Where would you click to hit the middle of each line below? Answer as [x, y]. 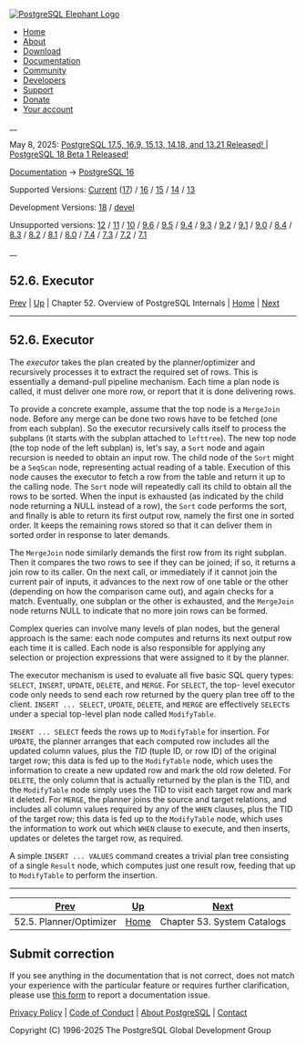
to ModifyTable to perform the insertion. [83, 874]
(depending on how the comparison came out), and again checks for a [142, 591]
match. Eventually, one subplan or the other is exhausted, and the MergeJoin [152, 601]
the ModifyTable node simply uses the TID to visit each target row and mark [151, 790]
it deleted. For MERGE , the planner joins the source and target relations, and [148, 799]
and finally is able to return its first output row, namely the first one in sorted [152, 515]
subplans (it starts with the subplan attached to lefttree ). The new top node [153, 438]
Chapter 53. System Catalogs [223, 921]
